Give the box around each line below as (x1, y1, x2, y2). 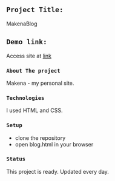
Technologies (6, 94, 45, 101)
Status (6, 156, 26, 163)
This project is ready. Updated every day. (6, 168, 109, 175)
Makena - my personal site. (6, 79, 74, 87)
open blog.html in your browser (15, 140, 94, 148)
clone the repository (15, 134, 66, 142)
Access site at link (6, 52, 51, 59)
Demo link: (6, 38, 47, 47)
